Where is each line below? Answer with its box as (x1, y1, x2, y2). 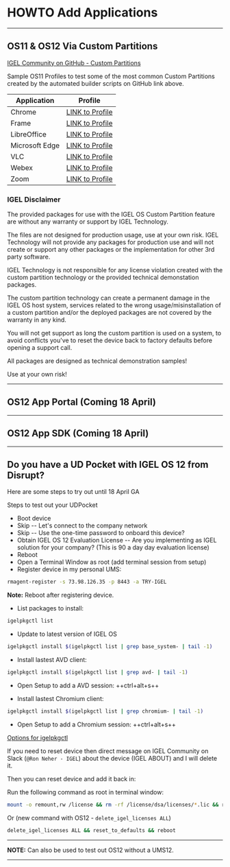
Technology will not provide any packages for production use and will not (7, 238, 214, 246)
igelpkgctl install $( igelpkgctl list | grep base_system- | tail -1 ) (7, 643, 213, 650)
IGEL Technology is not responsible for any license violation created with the (7, 266, 223, 274)
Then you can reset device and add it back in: (7, 774, 136, 783)
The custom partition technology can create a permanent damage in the (7, 294, 210, 302)
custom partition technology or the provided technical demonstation (7, 273, 199, 282)
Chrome (10, 107, 36, 117)
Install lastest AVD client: (16, 656, 87, 664)
